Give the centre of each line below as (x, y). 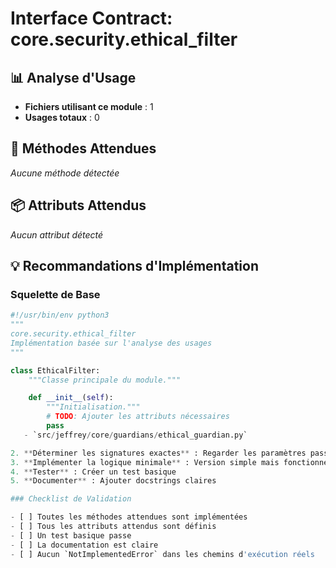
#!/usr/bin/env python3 (60, 315)
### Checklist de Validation (71, 499)
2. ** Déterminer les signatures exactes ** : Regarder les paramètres (158, 453)
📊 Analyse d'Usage (73, 77)
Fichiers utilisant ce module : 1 (89, 106)
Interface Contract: (91, 18)
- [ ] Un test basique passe (71, 535)
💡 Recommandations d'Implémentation (134, 266)
